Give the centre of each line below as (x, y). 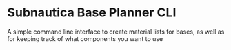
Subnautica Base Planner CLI (92, 13)
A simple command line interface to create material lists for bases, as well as (116, 32)
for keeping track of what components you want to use (85, 38)
